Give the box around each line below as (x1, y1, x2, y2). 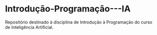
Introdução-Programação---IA (5, 3, 131, 14)
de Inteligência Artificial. (5, 24, 53, 30)
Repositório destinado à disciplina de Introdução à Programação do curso (5, 19, 153, 25)
